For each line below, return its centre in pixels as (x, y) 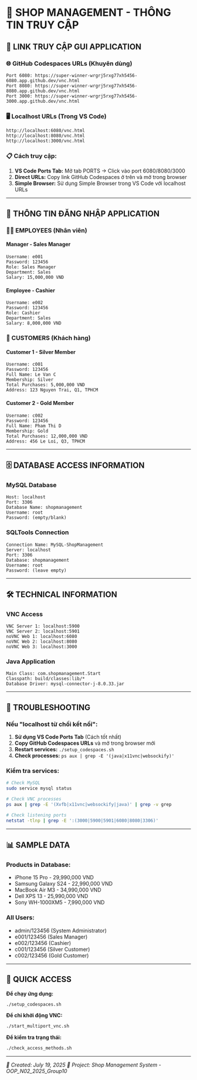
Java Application (31, 662)
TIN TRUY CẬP (43, 25)
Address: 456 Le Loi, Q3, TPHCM (45, 441)
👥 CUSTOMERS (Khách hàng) (48, 338)
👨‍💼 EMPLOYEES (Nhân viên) (47, 230)
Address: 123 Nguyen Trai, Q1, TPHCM (52, 390)
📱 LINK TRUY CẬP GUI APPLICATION (74, 47)
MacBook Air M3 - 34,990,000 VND (58, 890)
